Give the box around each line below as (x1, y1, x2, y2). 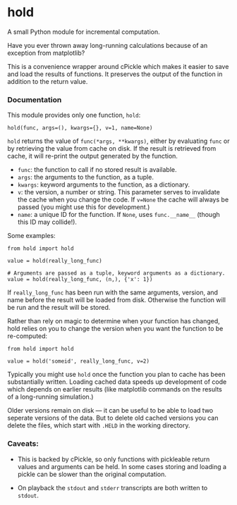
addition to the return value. (7, 77, 88, 85)
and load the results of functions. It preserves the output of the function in (7, 70, 223, 78)
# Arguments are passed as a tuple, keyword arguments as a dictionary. (7, 270, 226, 277)
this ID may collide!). (17, 218, 78, 226)
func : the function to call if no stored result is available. (17, 166, 178, 174)
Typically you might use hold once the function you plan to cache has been (7, 370, 226, 379)
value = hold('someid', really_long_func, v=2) (7, 358, 150, 365)
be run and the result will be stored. (7, 304, 111, 312)
